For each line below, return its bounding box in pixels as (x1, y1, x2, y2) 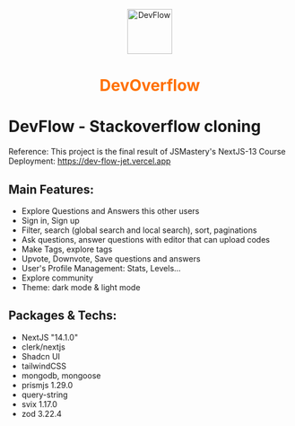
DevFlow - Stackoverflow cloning (8, 117, 262, 137)
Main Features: (8, 182, 95, 197)
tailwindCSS (21, 360, 66, 371)
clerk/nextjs (21, 342, 66, 352)
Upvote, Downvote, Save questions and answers (21, 253, 201, 264)
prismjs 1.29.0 (21, 379, 74, 390)
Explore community (21, 272, 93, 283)
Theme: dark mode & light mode (21, 281, 141, 292)
